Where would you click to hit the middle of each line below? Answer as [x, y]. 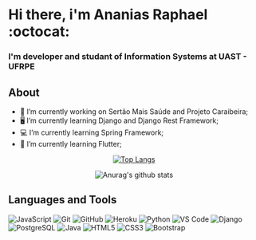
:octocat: [39, 31]
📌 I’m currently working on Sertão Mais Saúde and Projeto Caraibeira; [134, 111]
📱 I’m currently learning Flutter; [71, 144]
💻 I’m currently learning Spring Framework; [92, 132]
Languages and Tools [63, 200]
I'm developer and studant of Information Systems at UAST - [128, 57]
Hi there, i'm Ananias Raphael [108, 15]
